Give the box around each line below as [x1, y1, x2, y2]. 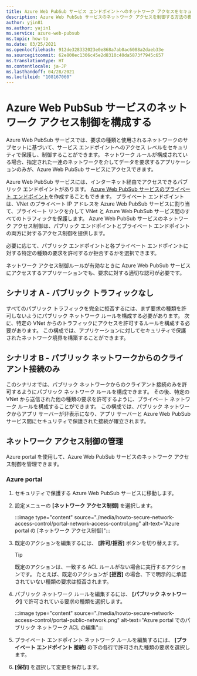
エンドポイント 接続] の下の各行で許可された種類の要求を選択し [36, 644, 191, 651]
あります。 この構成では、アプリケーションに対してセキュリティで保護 [16, 327, 186, 334]
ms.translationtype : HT [6, 58, 64, 63]
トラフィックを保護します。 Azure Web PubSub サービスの [21, 215, 163, 222]
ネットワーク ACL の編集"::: [36, 624, 103, 631]
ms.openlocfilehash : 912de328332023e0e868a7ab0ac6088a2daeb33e [6, 47, 164, 53]
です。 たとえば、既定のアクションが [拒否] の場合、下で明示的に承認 [19, 570, 187, 577]
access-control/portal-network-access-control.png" [14, 520, 142, 527]
